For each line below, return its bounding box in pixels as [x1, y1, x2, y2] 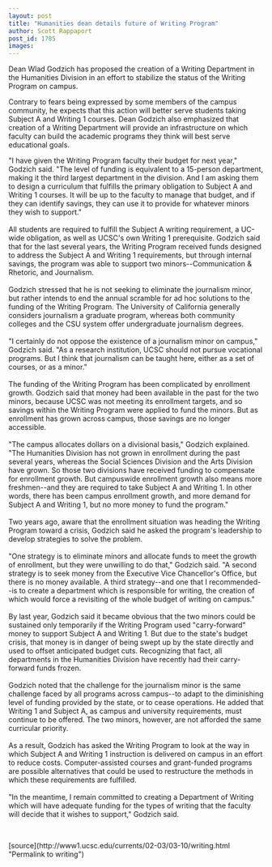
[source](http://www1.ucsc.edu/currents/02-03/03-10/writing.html [8, 841, 231, 851]
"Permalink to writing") [8, 849, 85, 859]
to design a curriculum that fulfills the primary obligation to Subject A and [8, 181, 253, 191]
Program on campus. [8, 82, 79, 91]
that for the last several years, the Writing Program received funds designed [8, 242, 261, 252]
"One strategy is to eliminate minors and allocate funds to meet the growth [8, 551, 257, 561]
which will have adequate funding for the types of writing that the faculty [8, 801, 252, 810]
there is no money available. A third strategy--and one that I [8, 577, 208, 587]
